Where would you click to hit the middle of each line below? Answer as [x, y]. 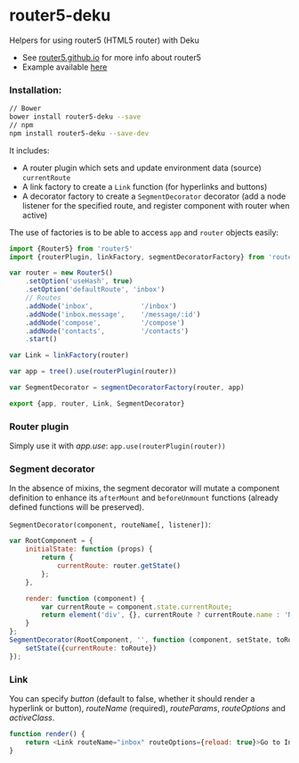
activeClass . [32, 718]
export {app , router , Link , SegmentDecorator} [97, 403]
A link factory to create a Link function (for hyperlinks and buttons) [145, 186]
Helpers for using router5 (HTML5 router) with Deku [105, 40]
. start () [41, 340]
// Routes [44, 298]
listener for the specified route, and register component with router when [156, 205]
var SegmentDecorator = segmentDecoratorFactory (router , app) [127, 388]
